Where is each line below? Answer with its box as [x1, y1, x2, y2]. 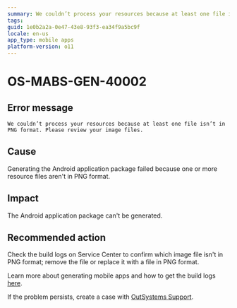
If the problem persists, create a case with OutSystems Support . [7, 292, 194, 301]
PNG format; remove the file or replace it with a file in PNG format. [7, 258, 200, 266]
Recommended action [7, 232, 107, 244]
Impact [7, 192, 39, 205]
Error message [7, 102, 74, 114]
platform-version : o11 [7, 43, 74, 50]
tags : [7, 17, 23, 24]
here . [7, 279, 23, 288]
